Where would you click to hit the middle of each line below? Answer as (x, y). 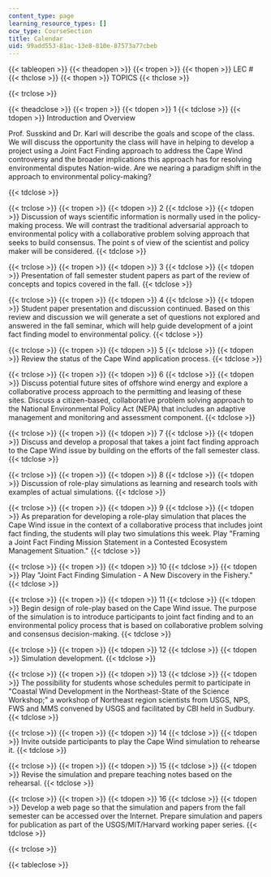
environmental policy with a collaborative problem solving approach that (129, 234)
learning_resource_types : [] (58, 24)
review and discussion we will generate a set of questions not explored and (134, 317)
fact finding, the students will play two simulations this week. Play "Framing (134, 534)
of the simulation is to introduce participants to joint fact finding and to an (131, 617)
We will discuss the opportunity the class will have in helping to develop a (131, 142)
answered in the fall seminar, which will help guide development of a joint (131, 326)
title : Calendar (36, 39)
